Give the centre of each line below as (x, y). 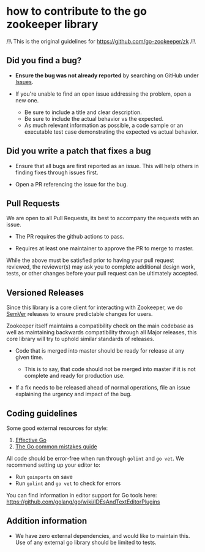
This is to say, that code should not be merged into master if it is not (110, 369)
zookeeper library (52, 24)
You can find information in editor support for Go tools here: (82, 495)
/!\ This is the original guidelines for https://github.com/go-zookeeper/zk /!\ (101, 41)
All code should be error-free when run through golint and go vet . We (95, 458)
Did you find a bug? (44, 60)
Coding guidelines (42, 413)
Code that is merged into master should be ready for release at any (100, 351)
